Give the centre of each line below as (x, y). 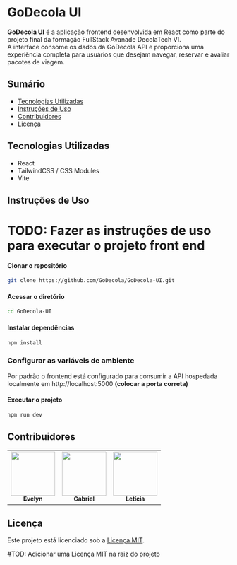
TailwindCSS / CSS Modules (59, 170)
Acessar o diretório (36, 296)
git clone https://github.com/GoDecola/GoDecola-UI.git (91, 281)
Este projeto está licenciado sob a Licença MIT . (76, 540)
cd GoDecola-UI (30, 312)
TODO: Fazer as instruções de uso (109, 231)
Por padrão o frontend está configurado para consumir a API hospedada (113, 376)
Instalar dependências (41, 327)
